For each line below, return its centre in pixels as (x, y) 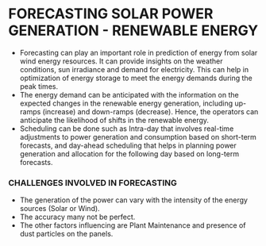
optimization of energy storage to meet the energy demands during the (136, 78)
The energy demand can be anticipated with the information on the (129, 94)
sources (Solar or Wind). (60, 209)
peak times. (39, 86)
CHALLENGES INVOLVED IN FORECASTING (93, 183)
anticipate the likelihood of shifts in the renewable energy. (114, 120)
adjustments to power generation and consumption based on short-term (138, 136)
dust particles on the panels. (66, 234)
